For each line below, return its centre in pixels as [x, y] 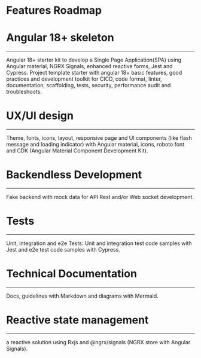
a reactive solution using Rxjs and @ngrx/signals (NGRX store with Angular [98, 342]
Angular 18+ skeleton [60, 38]
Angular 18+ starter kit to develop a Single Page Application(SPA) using [94, 60]
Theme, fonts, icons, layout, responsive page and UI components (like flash [99, 138]
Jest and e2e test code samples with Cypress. [63, 249]
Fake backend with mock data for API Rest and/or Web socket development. [100, 197]
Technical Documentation [72, 274]
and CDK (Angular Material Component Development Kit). [77, 151]
